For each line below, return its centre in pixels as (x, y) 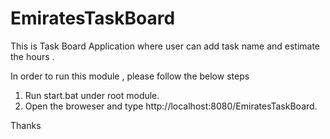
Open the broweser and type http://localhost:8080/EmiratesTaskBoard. (171, 106)
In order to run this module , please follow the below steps (130, 76)
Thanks (26, 125)
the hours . (32, 56)
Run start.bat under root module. (92, 95)
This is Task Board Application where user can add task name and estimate (165, 46)
